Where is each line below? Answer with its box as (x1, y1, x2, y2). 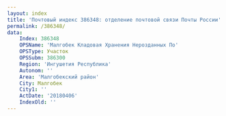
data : (7, 29, 23, 36)
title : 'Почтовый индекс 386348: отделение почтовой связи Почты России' (7, 16, 222, 23)
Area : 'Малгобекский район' (19, 73, 99, 81)
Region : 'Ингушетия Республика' (19, 61, 111, 68)
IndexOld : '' (19, 99, 57, 106)
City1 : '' (19, 86, 48, 93)
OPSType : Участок (19, 48, 69, 55)
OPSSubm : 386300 (19, 55, 66, 61)
